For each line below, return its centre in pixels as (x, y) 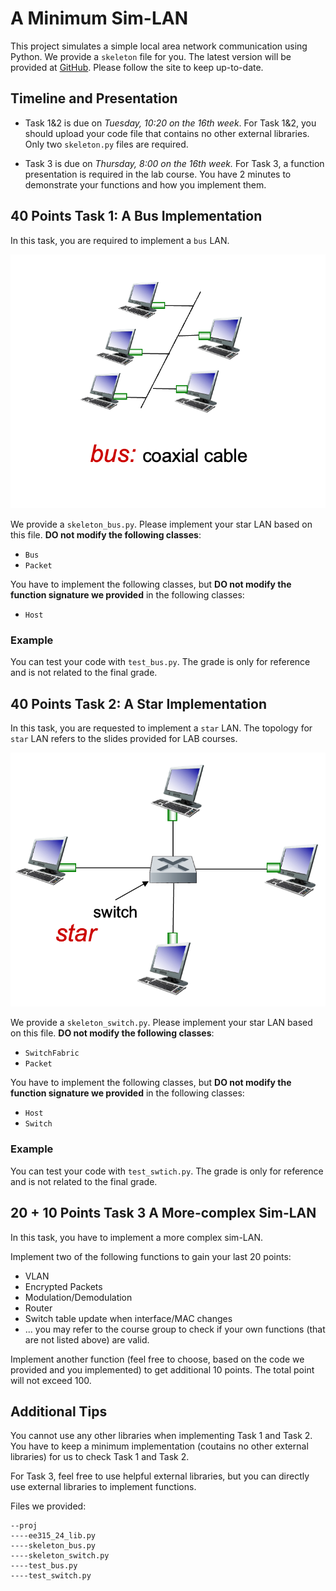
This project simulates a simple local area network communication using (159, 46)
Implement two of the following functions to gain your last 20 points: (151, 1256)
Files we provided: (48, 1506)
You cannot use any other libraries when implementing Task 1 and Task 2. (161, 1436)
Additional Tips (59, 1411)
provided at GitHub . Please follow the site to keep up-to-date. (137, 67)
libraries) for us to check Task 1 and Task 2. (100, 1457)
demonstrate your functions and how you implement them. (145, 184)
